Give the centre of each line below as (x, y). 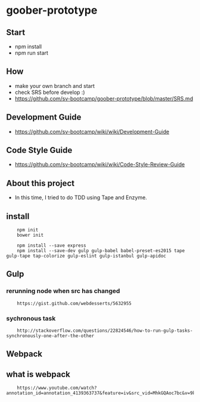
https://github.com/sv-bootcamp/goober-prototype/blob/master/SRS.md (104, 98)
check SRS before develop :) (50, 92)
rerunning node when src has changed (63, 291)
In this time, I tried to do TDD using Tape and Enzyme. (81, 197)
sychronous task (31, 318)
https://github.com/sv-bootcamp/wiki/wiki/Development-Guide (92, 131)
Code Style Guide (39, 150)
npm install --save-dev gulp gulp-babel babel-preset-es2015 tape (101, 251)
